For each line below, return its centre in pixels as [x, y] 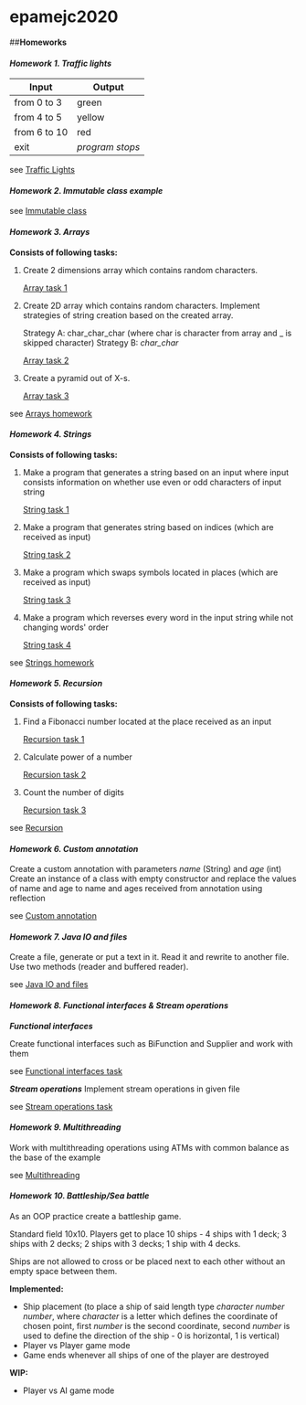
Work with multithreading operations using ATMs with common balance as [149, 1147]
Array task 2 [46, 360]
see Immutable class [48, 211]
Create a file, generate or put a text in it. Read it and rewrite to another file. [149, 957]
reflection [27, 899]
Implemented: [37, 1288]
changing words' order [66, 627]
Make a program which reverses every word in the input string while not [158, 617]
